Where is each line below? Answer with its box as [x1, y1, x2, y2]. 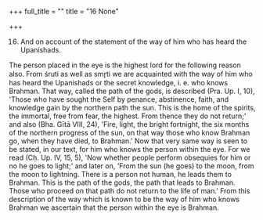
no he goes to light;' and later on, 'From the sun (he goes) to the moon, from [9, 161, 254, 171]
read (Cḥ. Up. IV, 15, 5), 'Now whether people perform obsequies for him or [9, 153, 251, 162]
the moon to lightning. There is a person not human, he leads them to [9, 170, 232, 179]
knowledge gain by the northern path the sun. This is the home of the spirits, [9, 103, 256, 112]
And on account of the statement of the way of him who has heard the [20, 37, 247, 46]
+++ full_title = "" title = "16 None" [9, 7, 120, 16]
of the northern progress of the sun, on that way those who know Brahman [9, 128, 250, 137]
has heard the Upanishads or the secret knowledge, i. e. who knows [9, 78, 229, 87]
